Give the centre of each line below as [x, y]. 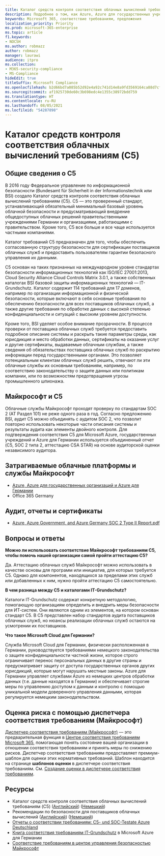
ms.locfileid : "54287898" [31, 110]
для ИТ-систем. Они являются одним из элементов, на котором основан [82, 610]
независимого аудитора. [31, 450]
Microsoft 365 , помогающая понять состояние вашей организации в [77, 742]
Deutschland [25, 827]
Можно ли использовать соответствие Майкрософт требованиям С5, [81, 550]
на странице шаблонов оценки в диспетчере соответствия [68, 763]
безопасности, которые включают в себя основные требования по [76, 298]
